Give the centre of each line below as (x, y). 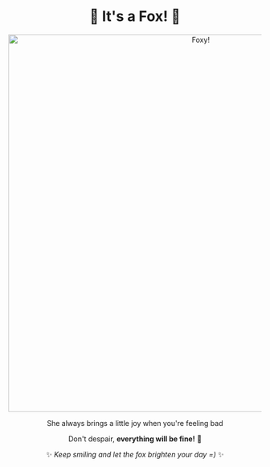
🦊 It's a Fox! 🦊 (135, 17)
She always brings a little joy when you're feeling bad (135, 423)
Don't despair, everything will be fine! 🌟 (135, 439)
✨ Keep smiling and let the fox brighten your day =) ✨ (135, 454)
